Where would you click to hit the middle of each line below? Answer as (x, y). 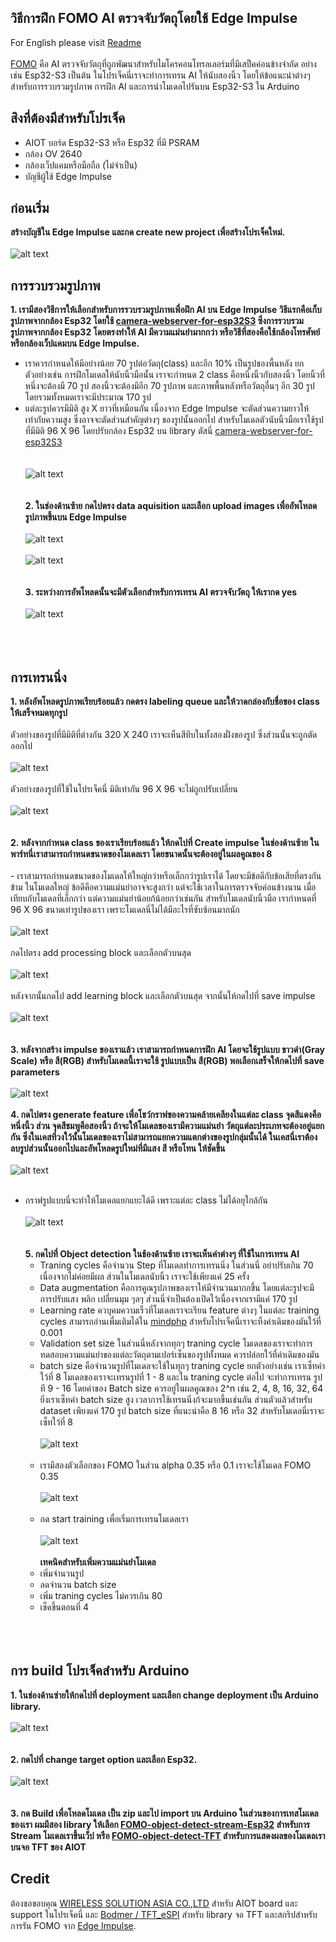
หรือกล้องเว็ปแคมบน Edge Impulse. (75, 343)
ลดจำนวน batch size (78, 1585)
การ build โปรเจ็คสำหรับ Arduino (100, 1671)
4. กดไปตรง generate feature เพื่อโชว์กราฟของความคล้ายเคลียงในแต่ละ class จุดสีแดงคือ (166, 1115)
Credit (30, 1879)
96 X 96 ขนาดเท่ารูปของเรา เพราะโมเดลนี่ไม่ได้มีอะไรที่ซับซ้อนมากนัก (125, 910)
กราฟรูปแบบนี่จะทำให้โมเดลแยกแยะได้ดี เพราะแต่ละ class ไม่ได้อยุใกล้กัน (146, 1200)
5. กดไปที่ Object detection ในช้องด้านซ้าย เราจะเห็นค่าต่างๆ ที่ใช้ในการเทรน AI (162, 1254)
